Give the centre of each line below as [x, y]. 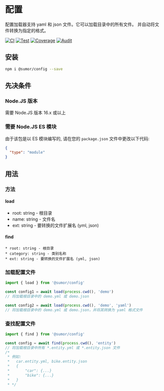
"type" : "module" [27, 153]
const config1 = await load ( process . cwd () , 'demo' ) [59, 292]
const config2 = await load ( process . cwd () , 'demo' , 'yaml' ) [68, 305]
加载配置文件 [20, 272]
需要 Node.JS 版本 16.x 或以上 [36, 113]
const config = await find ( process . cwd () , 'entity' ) [61, 343]
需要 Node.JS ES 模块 [31, 127]
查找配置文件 [20, 324]
